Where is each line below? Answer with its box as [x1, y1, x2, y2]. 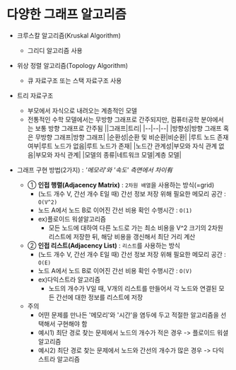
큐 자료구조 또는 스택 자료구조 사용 [27, 76, 122, 85]
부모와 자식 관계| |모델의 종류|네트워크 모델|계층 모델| [35, 150, 182, 159]
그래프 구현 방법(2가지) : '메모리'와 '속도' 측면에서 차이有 [16, 166, 173, 174]
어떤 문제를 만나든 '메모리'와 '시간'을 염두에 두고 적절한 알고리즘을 [37, 311, 220, 319]
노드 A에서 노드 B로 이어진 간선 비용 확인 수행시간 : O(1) [37, 206, 192, 214]
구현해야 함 [57, 319, 88, 328]
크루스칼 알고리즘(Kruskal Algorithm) [16, 31, 122, 40]
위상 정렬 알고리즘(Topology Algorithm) [16, 61, 129, 69]
